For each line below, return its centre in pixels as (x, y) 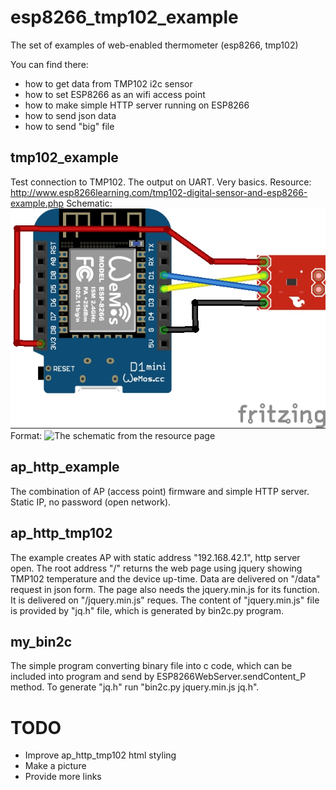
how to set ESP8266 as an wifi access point (115, 94)
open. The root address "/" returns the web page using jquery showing (156, 568)
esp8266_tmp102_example (124, 17)
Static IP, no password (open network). (91, 502)
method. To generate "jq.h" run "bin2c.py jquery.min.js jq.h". (135, 687)
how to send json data (70, 115)
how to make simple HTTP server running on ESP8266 (137, 105)
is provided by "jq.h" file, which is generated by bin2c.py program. (147, 610)
